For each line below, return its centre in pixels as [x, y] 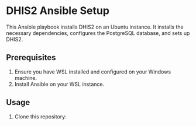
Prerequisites [31, 57]
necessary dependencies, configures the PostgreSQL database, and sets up [98, 33]
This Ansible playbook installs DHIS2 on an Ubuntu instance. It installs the [95, 27]
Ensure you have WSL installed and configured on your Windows [93, 72]
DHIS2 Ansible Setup [58, 11]
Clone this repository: [40, 116]
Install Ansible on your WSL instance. [59, 84]
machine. [26, 78]
